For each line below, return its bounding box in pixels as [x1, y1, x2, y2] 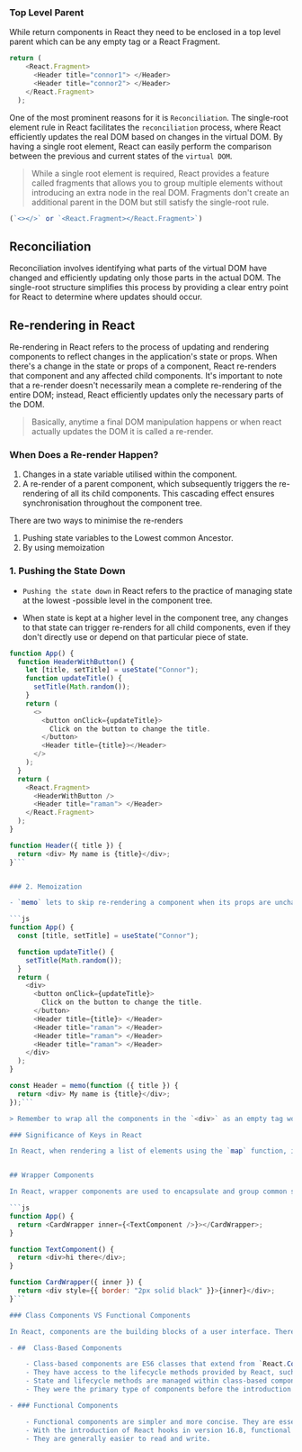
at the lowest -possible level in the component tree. [22, 595, 213, 606]
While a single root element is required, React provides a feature [31, 168, 270, 178]
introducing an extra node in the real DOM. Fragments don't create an [31, 187, 289, 197]
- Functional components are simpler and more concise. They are [25, 1417, 276, 1426]
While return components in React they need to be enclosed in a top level [9, 27, 281, 38]
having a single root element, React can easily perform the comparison [9, 141, 272, 151]
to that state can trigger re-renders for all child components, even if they [22, 622, 291, 633]
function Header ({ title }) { [9, 841, 123, 850]
